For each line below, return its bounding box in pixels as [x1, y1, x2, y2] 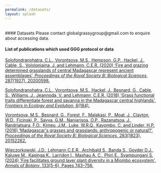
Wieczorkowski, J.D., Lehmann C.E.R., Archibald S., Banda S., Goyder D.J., [5, 147, 154, 153]
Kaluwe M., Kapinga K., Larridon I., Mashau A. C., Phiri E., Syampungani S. [5, 152, 154, 158]
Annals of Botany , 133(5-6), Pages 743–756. [5, 162, 94, 168]
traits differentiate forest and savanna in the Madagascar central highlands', [5, 97, 156, 103]
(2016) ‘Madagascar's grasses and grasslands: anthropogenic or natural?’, [5, 127, 154, 133]
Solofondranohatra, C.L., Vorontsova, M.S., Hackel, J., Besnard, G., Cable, [5, 87, 153, 93]
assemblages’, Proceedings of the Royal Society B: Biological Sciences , [5, 72, 148, 78]
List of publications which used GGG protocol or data [5, 47, 114, 52]
